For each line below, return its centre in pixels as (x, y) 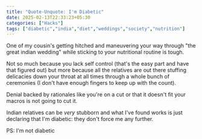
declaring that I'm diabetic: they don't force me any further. (80, 119)
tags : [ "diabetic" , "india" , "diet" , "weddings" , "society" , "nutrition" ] (96, 29)
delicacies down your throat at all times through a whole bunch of (88, 76)
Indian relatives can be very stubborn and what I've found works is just (94, 113)
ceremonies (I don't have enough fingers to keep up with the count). (91, 83)
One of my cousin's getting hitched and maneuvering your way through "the (101, 46)
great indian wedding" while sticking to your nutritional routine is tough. (95, 52)
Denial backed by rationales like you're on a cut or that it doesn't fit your (96, 94)
